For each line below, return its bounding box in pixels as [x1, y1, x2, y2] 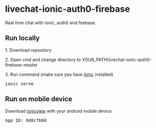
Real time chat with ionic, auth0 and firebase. [5, 20, 97, 26]
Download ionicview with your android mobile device [5, 108, 112, 114]
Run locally [5, 34, 40, 42]
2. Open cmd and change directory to [5, 57, 81, 63]
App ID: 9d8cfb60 [5, 117, 47, 123]
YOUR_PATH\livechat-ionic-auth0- [81, 57, 152, 63]
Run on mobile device [5, 95, 73, 103]
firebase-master [5, 62, 38, 67]
